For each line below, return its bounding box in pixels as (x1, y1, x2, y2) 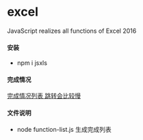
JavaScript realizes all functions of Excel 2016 (7, 27, 137, 35)
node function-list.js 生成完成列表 (16, 125, 112, 133)
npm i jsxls (16, 59, 48, 67)
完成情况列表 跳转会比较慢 (7, 92, 81, 100)
